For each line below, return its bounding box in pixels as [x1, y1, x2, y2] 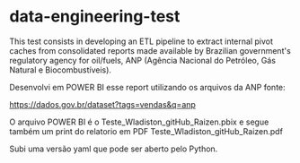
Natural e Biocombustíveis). [9, 64, 112, 75]
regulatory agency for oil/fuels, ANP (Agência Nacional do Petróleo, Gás [9, 55, 277, 65]
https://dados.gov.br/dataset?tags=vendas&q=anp [9, 99, 196, 109]
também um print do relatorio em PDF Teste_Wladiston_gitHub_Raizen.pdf [9, 125, 283, 136]
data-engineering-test [9, 6, 181, 27]
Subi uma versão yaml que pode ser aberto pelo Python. [9, 143, 218, 154]
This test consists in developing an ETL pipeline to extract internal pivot [9, 36, 274, 47]
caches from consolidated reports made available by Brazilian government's [9, 45, 292, 56]
